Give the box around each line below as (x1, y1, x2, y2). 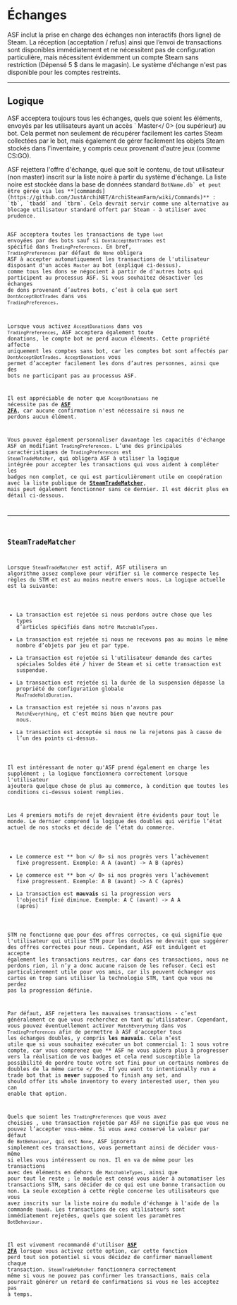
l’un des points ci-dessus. (16, 735, 99, 742)
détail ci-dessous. (7, 492, 65, 500)
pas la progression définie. (7, 987, 93, 994)
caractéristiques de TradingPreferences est (7, 449, 132, 456)
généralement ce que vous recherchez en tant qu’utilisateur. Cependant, (7, 1016, 229, 1024)
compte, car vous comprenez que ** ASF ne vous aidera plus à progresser (7, 1047, 229, 1054)
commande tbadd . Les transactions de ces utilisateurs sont (7, 1206, 186, 1213)
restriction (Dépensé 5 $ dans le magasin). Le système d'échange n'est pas (7, 60, 227, 69)
